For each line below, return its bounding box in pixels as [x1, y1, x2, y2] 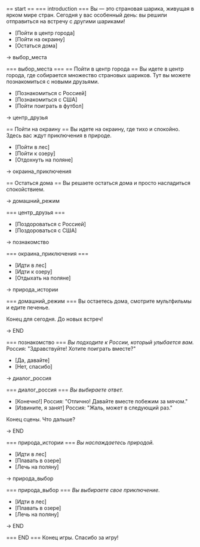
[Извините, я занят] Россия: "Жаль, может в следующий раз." [14, 404, 173, 411]
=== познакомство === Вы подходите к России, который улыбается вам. [6, 339, 194, 346]
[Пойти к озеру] [14, 150, 56, 157]
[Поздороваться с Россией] [14, 221, 87, 227]
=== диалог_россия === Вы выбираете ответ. [6, 386, 124, 393]
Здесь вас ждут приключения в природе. [6, 132, 112, 139]
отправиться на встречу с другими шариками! [6, 18, 125, 25]
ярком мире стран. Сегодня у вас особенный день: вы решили [6, 11, 167, 19]
